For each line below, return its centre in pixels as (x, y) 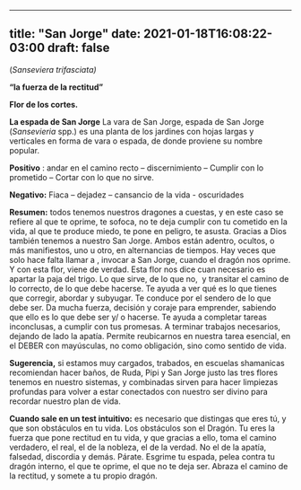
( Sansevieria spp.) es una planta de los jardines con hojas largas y (132, 131)
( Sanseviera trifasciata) (53, 69)
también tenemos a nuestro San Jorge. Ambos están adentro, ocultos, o (142, 241)
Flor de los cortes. (44, 104)
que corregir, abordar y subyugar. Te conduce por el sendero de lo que (140, 298)
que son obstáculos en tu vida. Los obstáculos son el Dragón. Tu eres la (142, 428)
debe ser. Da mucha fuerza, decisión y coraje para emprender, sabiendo (143, 307)
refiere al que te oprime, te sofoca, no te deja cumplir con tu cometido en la (149, 222)
